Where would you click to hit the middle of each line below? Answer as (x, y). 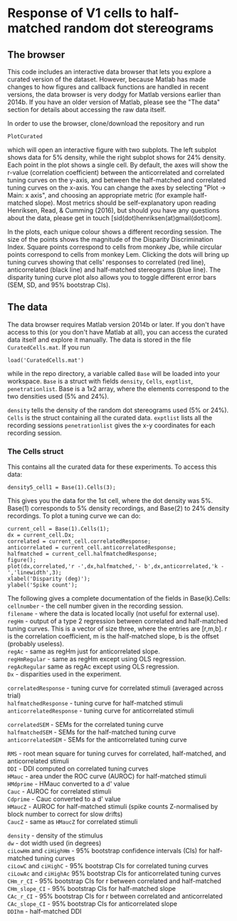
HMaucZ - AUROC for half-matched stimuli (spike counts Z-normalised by (113, 807)
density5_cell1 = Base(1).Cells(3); (62, 488)
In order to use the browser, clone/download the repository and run (106, 123)
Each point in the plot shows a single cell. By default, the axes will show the (118, 165)
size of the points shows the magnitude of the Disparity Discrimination (110, 239)
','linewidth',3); (35, 573)
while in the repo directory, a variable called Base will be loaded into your (114, 373)
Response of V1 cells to (78, 13)
